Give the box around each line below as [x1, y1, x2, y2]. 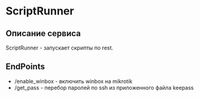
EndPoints [5, 61, 45, 72]
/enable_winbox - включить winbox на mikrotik [14, 77, 133, 85]
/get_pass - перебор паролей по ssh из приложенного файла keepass [14, 84, 194, 91]
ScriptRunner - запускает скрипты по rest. [5, 44, 114, 51]
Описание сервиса [5, 28, 81, 39]
